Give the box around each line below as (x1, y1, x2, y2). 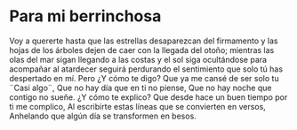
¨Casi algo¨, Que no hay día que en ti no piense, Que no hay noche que (9, 82, 272, 93)
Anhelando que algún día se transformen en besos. (9, 111, 197, 121)
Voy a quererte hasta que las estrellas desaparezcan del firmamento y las (9, 35, 278, 46)
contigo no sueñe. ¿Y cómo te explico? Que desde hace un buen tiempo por (9, 91, 288, 103)
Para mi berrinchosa (9, 6, 162, 27)
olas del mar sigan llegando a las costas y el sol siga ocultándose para (9, 54, 268, 65)
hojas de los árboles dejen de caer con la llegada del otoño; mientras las (9, 44, 275, 55)
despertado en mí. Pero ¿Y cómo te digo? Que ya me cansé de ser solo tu (9, 73, 279, 83)
